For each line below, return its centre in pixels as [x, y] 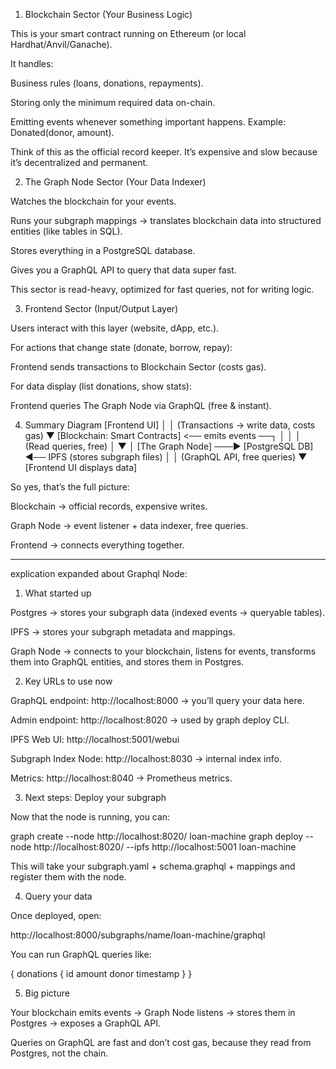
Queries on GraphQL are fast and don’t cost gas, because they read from [161, 1042]
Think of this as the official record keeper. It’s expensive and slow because [164, 152]
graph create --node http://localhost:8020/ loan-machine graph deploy [157, 836]
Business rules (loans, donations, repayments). [107, 83]
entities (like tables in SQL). [66, 231]
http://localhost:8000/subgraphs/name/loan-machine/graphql [138, 935]
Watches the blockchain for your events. [93, 201]
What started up [58, 593]
